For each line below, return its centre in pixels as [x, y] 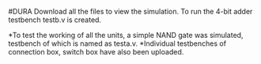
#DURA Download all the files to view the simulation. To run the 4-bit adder [130, 11]
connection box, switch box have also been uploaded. [96, 52]
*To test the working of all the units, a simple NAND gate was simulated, [126, 35]
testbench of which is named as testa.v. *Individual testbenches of [117, 43]
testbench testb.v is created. [55, 20]
